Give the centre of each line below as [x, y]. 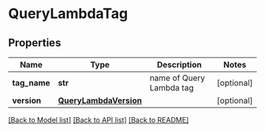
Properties [35, 43]
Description [179, 65]
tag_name [31, 83]
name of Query [177, 78]
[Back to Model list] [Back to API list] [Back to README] [99, 120]
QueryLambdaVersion [100, 101]
